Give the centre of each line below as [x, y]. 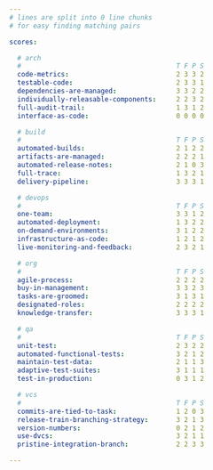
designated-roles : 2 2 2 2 [110, 305]
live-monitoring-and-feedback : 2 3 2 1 [110, 247]
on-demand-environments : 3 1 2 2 [110, 231]
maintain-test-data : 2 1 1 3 [110, 362]
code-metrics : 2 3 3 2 [110, 75]
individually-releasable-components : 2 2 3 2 [110, 99]
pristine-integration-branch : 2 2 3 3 [110, 445]
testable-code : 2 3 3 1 [110, 83]
